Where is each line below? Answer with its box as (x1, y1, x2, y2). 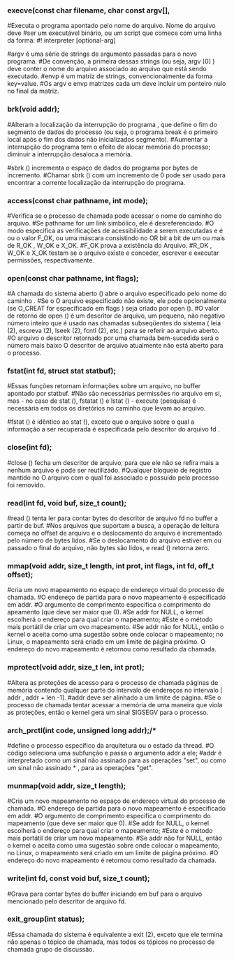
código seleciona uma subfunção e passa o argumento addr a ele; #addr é (7, 748, 222, 757)
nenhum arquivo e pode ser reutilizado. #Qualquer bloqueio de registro (7, 466, 212, 474)
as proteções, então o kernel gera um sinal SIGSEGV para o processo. (7, 708, 209, 716)
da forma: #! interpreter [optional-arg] (7, 36, 117, 45)
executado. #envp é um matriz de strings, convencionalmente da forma (7, 72, 213, 80)
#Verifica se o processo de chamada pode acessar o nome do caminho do (7, 212, 222, 220)
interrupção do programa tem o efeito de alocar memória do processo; (7, 142, 211, 151)
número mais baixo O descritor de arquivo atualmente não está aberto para (7, 341, 224, 350)
